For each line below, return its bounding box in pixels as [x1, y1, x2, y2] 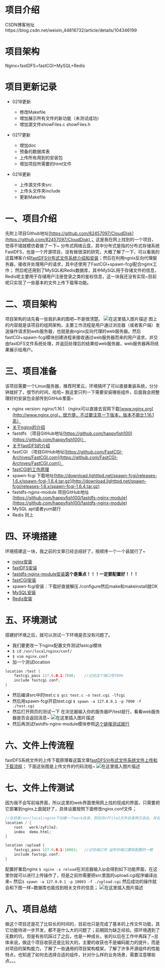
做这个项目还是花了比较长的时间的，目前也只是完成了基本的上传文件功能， [5, 921, 156, 927]
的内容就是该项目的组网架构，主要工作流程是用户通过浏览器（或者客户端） [5, 322, 156, 328]
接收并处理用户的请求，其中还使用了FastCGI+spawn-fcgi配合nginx [18, 261, 153, 267]
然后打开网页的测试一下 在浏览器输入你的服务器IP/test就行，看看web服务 [12, 709, 160, 714]
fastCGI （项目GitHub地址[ [12, 449, 66, 454]
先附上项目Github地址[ [5, 230, 51, 236]
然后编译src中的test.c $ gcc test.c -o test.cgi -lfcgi [12, 692, 125, 698]
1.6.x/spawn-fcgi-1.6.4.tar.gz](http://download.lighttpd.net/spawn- [12, 478, 147, 484]
